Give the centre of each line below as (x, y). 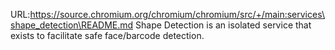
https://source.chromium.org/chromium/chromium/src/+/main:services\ (177, 14)
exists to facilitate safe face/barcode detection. (107, 35)
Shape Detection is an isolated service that (223, 25)
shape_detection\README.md (72, 25)
